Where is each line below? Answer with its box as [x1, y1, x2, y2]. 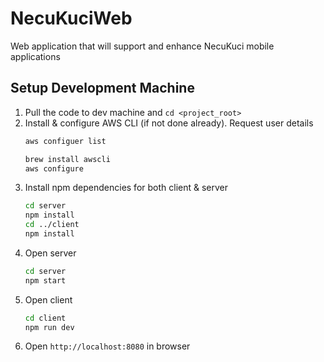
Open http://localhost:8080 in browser [24, 340, 191, 352]
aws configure [24, 163, 84, 174]
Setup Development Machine [10, 80, 195, 97]
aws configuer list [24, 136, 107, 146]
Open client [24, 293, 73, 306]
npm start [24, 275, 67, 286]
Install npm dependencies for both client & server [24, 182, 229, 194]
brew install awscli [24, 154, 111, 164]
